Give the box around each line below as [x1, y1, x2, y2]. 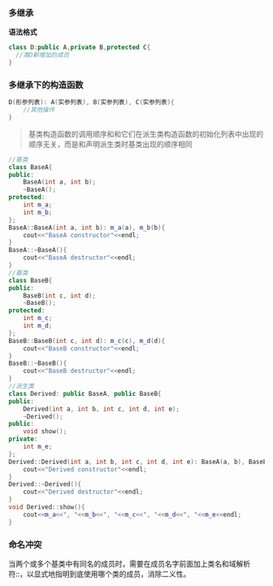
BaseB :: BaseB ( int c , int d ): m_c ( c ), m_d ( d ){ [8, 336, 166, 345]
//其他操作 [23, 106, 55, 115]
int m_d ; [23, 322, 53, 330]
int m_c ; [23, 315, 53, 323]
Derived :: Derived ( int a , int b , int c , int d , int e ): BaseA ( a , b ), [8, 458, 245, 466]
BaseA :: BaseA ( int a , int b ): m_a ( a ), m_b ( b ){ [8, 224, 166, 232]
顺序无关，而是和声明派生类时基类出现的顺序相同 [28, 139, 193, 149]
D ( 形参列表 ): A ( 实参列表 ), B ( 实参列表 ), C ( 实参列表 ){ [8, 98, 175, 106]
